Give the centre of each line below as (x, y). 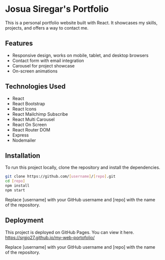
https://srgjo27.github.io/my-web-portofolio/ (50, 237)
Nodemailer (24, 140)
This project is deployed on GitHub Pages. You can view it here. (70, 232)
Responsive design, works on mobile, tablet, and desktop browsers (80, 55)
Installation (23, 155)
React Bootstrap (29, 103)
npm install (17, 186)
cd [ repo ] (15, 181)
